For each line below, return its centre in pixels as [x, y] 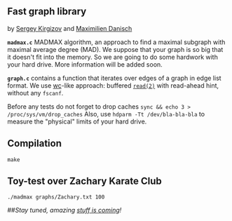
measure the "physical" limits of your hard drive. [77, 121]
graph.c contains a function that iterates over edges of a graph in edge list [115, 78]
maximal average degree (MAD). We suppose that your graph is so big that [115, 49]
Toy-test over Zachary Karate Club [85, 181]
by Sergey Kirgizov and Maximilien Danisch [70, 28]
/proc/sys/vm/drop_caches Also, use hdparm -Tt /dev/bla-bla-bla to [106, 114]
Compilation [34, 143]
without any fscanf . [35, 93]
